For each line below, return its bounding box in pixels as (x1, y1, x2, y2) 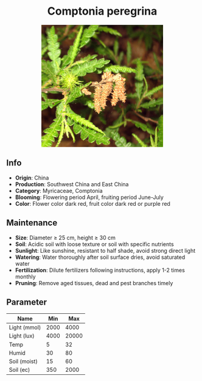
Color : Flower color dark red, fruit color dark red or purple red (15, 200, 170, 207)
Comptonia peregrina (47, 4, 158, 18)
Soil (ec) (9, 366, 30, 374)
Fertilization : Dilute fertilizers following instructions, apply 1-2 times (15, 266, 186, 274)
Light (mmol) (9, 324, 41, 331)
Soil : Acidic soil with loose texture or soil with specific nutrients (15, 240, 175, 248)
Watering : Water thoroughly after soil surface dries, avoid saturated (15, 253, 186, 261)
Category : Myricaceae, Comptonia (15, 187, 103, 194)
